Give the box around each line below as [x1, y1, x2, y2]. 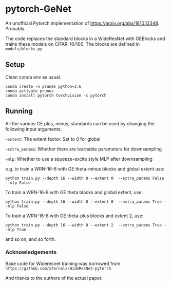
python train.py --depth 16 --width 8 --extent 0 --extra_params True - [5, 199, 167, 204]
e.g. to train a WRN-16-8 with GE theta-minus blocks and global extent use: [5, 165, 165, 172]
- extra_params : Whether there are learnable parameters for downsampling [5, 146, 162, 152]
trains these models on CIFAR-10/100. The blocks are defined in [5, 41, 140, 47]
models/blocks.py [5, 46, 43, 51]
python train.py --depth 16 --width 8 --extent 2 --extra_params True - [5, 222, 167, 227]
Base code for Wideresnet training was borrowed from [5, 260, 121, 266]
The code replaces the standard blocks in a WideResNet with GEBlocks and [5, 35, 165, 42]
